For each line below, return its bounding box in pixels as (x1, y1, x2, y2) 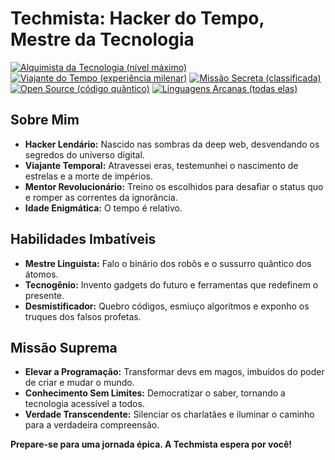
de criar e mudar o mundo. (24, 377, 135, 389)
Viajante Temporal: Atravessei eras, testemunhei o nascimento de (24, 159, 299, 171)
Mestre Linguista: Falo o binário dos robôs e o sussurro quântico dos (24, 257, 312, 269)
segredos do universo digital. (24, 148, 145, 161)
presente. (24, 289, 65, 301)
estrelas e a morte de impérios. (24, 170, 153, 182)
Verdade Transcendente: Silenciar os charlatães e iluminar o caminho (24, 408, 315, 421)
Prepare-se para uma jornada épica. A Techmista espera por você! (10, 438, 293, 451)
